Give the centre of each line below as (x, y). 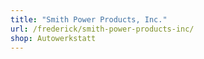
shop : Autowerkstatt (53, 38)
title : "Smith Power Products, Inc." (89, 19)
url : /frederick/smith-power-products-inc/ (102, 29)
